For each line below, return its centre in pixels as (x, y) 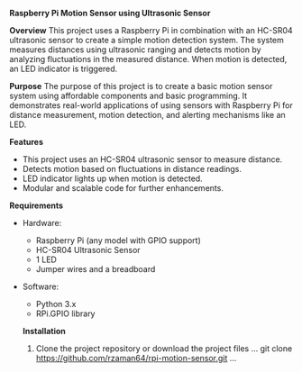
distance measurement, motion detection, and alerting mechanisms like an (147, 115)
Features (26, 142)
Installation (44, 331)
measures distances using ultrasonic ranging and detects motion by (135, 50)
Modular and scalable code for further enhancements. (123, 188)
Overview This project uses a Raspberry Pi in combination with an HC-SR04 (151, 30)
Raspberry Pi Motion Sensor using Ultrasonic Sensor (110, 13)
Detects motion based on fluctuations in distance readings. (132, 169)
